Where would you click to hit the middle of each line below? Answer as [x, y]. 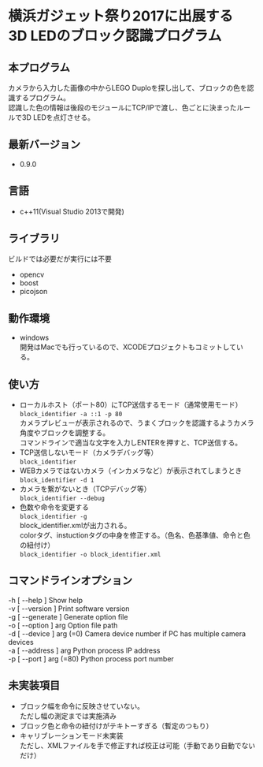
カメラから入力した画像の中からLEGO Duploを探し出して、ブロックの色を [128, 88]
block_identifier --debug [62, 499]
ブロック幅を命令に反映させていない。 [81, 706]
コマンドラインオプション [70, 581]
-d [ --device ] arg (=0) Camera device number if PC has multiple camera [127, 633]
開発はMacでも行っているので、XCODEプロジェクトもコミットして [128, 347]
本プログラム [39, 67]
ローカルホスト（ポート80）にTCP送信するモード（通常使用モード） [131, 405]
